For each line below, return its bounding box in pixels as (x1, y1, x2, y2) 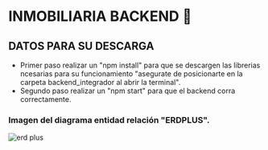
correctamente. (19, 95, 72, 103)
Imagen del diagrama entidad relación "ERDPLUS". (8, 114, 210, 125)
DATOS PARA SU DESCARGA (8, 39, 155, 53)
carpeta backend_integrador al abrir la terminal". (19, 78, 181, 87)
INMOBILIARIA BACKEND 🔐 (8, 7, 192, 26)
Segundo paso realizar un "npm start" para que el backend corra (19, 86, 236, 95)
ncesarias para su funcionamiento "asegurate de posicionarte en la (19, 69, 243, 79)
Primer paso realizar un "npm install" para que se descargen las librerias (19, 60, 261, 70)
